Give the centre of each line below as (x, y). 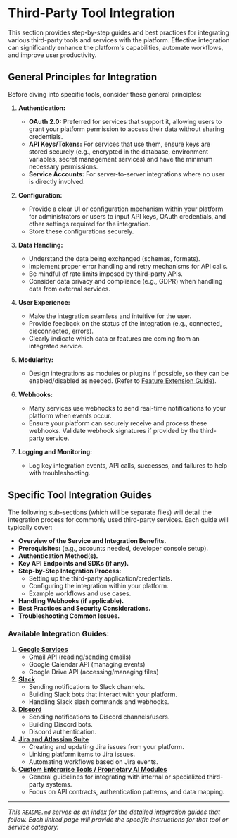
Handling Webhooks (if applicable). (71, 600)
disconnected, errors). (61, 331)
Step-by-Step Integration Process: (70, 571)
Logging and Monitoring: (55, 451)
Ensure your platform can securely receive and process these (118, 423)
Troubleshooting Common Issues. (69, 616)
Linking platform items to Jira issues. (82, 754)
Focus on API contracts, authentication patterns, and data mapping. (127, 791)
